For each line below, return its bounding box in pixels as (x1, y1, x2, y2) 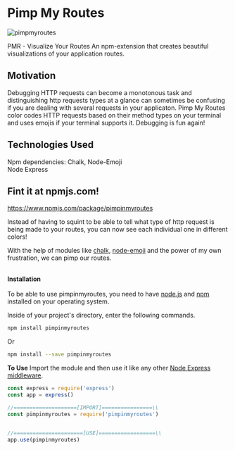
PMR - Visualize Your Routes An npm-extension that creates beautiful (7, 42, 209, 50)
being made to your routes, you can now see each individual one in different (7, 225, 228, 234)
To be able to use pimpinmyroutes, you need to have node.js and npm (7, 290, 210, 299)
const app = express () (7, 392, 74, 399)
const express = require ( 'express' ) (7, 385, 115, 392)
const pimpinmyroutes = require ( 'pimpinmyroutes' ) (7, 411, 159, 418)
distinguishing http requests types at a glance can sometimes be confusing (7, 96, 225, 104)
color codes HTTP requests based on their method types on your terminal (7, 111, 222, 119)
